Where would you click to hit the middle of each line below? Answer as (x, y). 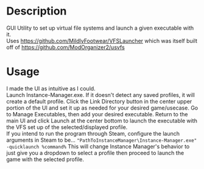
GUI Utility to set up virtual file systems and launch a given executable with (100, 28)
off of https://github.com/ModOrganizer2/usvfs (65, 47)
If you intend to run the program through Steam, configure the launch (93, 133)
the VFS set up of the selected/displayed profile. (67, 127)
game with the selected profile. (45, 159)
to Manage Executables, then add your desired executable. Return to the (97, 114)
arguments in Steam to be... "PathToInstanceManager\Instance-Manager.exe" (102, 140)
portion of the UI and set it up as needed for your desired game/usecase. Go (102, 108)
